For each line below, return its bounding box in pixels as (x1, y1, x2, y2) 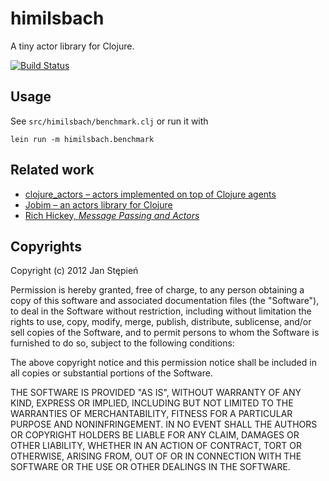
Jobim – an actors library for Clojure (24, 198, 173, 211)
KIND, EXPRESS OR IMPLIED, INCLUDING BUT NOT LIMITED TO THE (10, 397, 294, 409)
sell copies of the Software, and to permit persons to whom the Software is (10, 327, 320, 339)
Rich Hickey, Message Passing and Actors (24, 209, 200, 221)
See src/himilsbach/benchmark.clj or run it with (10, 115, 209, 127)
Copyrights (10, 238, 82, 255)
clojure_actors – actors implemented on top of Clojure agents (24, 188, 277, 200)
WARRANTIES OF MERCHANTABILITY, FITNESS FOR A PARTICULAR (10, 408, 293, 420)
